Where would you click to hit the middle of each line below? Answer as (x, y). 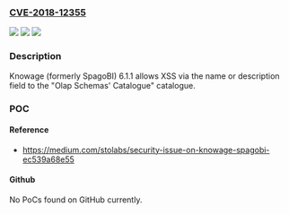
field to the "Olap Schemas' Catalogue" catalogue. (102, 85)
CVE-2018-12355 (48, 13)
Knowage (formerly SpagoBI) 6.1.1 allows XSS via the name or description (144, 76)
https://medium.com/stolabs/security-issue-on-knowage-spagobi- (146, 150)
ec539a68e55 (48, 159)
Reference (29, 130)
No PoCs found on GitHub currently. (76, 200)
